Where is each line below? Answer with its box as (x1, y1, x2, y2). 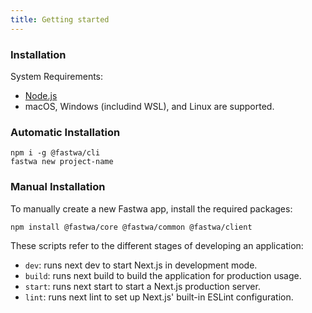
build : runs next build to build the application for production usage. (24, 270, 302, 282)
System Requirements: (10, 70, 104, 82)
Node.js (24, 89, 58, 101)
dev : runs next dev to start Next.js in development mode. (24, 259, 258, 271)
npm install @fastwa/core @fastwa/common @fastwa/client (10, 222, 253, 232)
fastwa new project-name (10, 157, 114, 167)
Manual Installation (10, 180, 106, 194)
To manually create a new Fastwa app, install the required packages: (10, 202, 293, 215)
